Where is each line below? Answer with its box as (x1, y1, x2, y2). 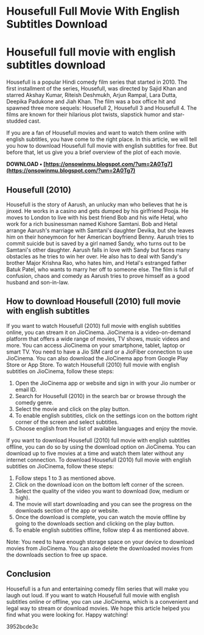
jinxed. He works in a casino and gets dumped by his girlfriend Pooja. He (6, 207, 189, 214)
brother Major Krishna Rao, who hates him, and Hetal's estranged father (6, 259, 187, 266)
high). (15, 493, 30, 501)
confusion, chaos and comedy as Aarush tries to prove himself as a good (6, 272, 190, 279)
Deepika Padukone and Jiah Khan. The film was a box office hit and (6, 98, 176, 105)
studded (6, 117, 27, 125)
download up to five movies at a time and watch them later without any (6, 449, 184, 457)
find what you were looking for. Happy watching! (6, 611, 128, 618)
